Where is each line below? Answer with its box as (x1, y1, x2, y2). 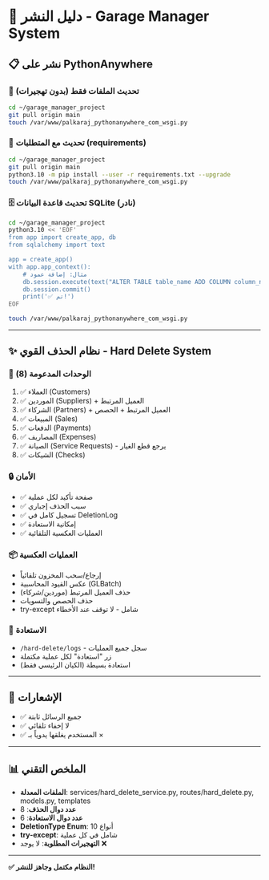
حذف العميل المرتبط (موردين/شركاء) (19, 587, 130, 597)
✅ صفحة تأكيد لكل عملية (19, 493, 94, 502)
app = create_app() (8, 256, 74, 264)
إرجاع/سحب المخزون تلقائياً (19, 570, 102, 580)
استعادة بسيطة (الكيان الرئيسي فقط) (19, 659, 130, 669)
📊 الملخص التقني (8, 762, 86, 776)
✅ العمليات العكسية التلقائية (19, 529, 102, 538)
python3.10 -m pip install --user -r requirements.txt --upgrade (8, 170, 231, 179)
